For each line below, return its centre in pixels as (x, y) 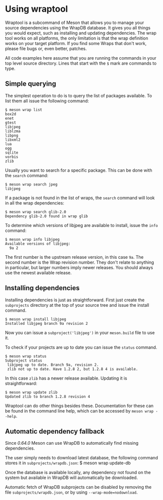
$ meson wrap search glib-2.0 (36, 212)
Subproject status (24, 361)
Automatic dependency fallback (55, 431)
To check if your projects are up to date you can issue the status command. (81, 347)
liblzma (13, 131)
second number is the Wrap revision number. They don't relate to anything (80, 262)
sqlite (12, 153)
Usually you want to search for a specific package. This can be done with (79, 170)
